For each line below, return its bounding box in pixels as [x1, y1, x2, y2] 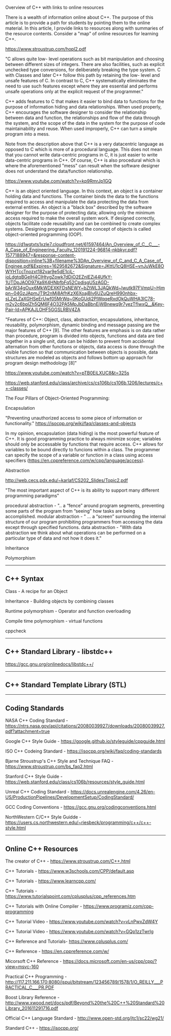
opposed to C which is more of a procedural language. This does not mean [5, 146, 162, 152]
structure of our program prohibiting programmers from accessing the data [5, 519, 163, 525]
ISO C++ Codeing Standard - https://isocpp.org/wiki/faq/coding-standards [5, 748, 162, 754]
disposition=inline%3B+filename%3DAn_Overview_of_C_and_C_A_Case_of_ [5, 258, 163, 263]
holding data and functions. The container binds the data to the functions [5, 193, 159, 199]
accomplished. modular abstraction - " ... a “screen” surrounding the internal [5, 514, 166, 519]
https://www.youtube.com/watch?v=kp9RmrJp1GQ [5, 178, 112, 184]
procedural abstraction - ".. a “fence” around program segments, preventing [5, 502, 164, 509]
